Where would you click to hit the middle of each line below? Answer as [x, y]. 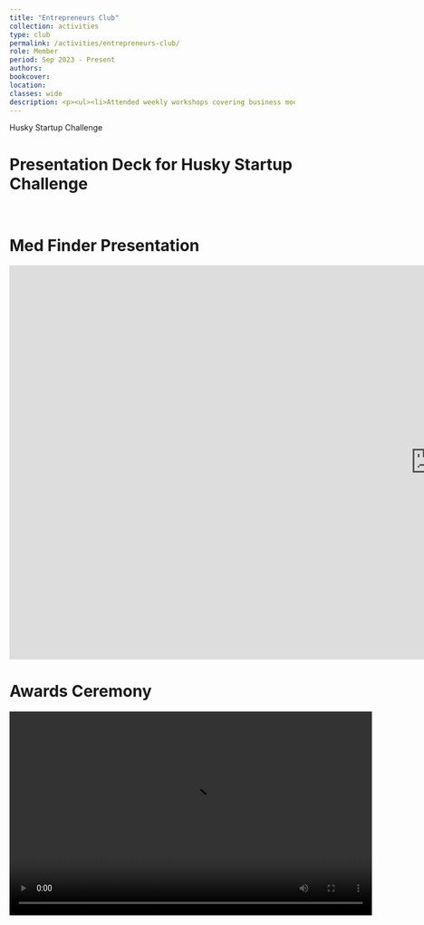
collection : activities [54, 26]
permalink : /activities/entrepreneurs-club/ [95, 43]
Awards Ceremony [81, 692]
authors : [26, 69]
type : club [30, 34]
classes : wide [36, 93]
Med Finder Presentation [105, 245]
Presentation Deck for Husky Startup [151, 164]
